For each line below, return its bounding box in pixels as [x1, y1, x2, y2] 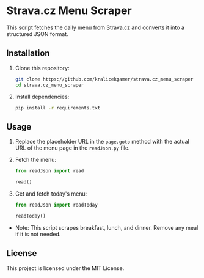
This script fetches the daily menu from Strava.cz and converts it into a [6, 24, 185, 31]
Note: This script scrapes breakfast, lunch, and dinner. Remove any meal [15, 224, 199, 231]
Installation [6, 48, 50, 59]
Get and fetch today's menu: [15, 190, 87, 197]
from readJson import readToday [15, 202, 98, 208]
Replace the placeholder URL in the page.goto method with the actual [15, 138, 189, 145]
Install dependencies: [15, 93, 70, 100]
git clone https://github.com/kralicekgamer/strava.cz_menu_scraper [15, 76, 194, 82]
